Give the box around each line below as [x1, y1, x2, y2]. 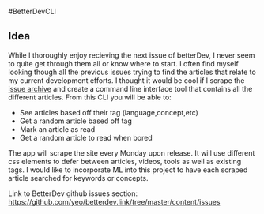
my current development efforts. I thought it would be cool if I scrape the [8, 75, 245, 85]
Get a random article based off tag [19, 116, 132, 126]
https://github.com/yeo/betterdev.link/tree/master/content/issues [8, 197, 221, 206]
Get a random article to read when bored [19, 133, 153, 142]
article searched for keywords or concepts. [8, 173, 149, 182]
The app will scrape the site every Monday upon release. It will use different [8, 148, 255, 157]
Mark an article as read [19, 124, 96, 133]
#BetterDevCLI [8, 7, 57, 16]
